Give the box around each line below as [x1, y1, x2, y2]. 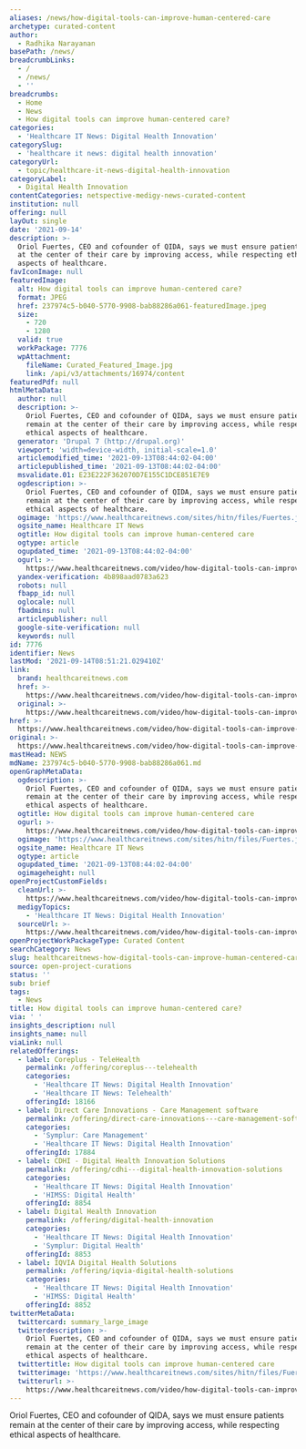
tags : [9, 987, 30, 996]
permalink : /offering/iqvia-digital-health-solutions [25, 1267, 234, 1276]
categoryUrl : [9, 157, 59, 167]
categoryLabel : [9, 174, 67, 183]
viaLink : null [9, 1037, 64, 1047]
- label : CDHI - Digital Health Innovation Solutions [17, 1157, 226, 1166]
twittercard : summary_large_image [17, 1317, 148, 1326]
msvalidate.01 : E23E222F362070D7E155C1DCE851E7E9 [17, 471, 209, 480]
